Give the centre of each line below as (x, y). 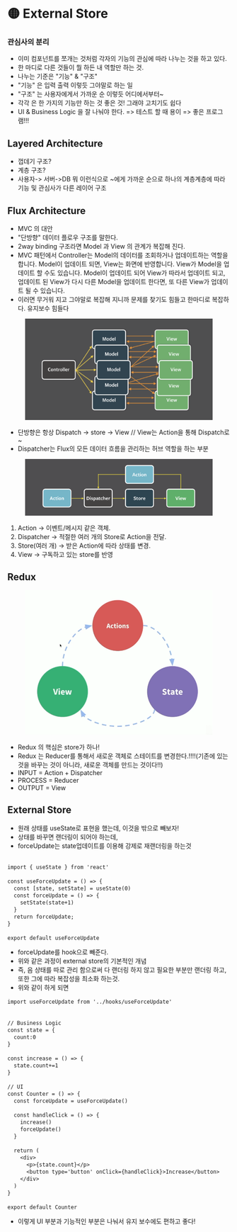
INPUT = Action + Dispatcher (60, 773)
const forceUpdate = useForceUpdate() (71, 1101)
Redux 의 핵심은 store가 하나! (59, 747)
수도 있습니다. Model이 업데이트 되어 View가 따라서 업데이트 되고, (135, 273)
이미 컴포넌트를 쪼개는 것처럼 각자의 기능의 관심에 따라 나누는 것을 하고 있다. (122, 59)
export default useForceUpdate (53, 938)
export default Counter (42, 1207)
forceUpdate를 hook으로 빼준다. (63, 952)
